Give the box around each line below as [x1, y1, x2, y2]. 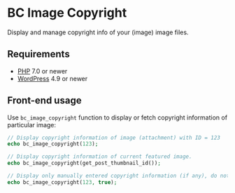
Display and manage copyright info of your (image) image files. [7, 28, 189, 36]
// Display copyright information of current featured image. [7, 153, 192, 160]
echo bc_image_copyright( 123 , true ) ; [7, 178, 117, 186]
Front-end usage [7, 94, 82, 106]
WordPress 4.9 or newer [17, 74, 88, 83]
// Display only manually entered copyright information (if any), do [7, 173, 218, 180]
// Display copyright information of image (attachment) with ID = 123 [7, 134, 220, 141]
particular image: [7, 120, 57, 129]
